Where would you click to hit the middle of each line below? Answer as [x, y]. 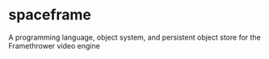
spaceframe [50, 15]
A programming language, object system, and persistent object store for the [134, 37]
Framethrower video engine [55, 45]
